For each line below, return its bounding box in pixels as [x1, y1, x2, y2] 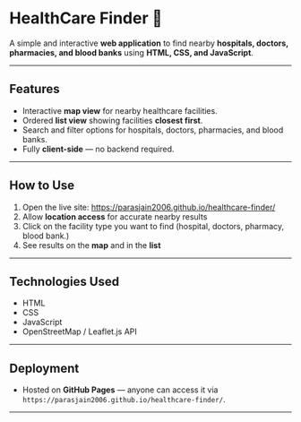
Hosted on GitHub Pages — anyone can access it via [21, 384, 219, 395]
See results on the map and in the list [21, 239, 161, 250]
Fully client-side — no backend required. [21, 143, 175, 154]
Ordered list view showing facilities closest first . [21, 115, 203, 125]
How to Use [9, 178, 75, 194]
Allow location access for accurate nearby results [21, 211, 208, 222]
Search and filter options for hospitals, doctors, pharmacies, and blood [21, 125, 284, 135]
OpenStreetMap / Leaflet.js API [21, 326, 137, 337]
